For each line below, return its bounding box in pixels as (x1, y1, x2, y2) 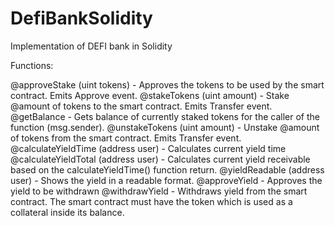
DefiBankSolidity (10, 7, 153, 30)
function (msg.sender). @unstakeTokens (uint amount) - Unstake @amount (10, 121, 320, 133)
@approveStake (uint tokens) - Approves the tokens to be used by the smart (10, 78, 325, 91)
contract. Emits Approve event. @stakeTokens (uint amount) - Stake (10, 89, 290, 101)
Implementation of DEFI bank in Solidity (10, 40, 173, 52)
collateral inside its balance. (10, 206, 125, 218)
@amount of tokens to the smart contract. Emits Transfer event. (10, 100, 273, 112)
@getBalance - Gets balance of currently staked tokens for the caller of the (10, 110, 320, 122)
